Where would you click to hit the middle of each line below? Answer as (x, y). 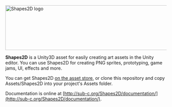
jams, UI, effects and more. (34, 68)
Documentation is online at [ (35, 93)
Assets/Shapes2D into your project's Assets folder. (59, 83)
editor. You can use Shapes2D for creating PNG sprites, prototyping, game (84, 63)
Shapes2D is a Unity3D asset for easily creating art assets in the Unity (80, 57)
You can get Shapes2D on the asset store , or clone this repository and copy (85, 78)
